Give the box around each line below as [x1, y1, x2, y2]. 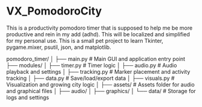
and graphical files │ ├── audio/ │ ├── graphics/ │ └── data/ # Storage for [6, 87, 197, 94]
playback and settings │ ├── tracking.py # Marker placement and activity [6, 68, 191, 75]
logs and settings [6, 94, 50, 101]
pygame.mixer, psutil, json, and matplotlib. [6, 44, 111, 51]
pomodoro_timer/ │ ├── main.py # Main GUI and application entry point [6, 55, 186, 62]
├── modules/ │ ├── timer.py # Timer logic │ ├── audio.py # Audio [6, 62, 177, 69]
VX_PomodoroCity [6, 4, 102, 18]
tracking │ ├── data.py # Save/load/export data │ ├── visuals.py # [6, 74, 175, 82]
